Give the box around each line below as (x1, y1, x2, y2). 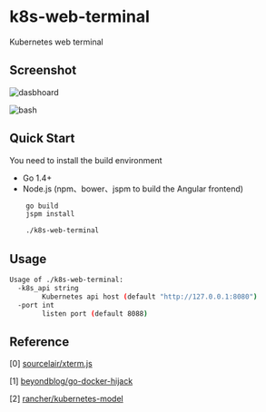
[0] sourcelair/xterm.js (9, 358, 93, 369)
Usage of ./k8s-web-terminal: (9, 275, 124, 284)
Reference (9, 334, 70, 349)
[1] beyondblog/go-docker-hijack (9, 376, 133, 387)
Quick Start (9, 131, 75, 146)
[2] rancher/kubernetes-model (9, 393, 124, 405)
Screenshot (9, 63, 77, 78)
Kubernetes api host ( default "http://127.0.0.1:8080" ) (42, 292, 258, 301)
